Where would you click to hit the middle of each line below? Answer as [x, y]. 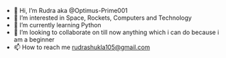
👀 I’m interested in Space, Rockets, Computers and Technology [102, 18]
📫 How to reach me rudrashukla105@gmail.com [82, 47]
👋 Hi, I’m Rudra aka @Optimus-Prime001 [71, 11]
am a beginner [34, 40]
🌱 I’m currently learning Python [57, 25]
